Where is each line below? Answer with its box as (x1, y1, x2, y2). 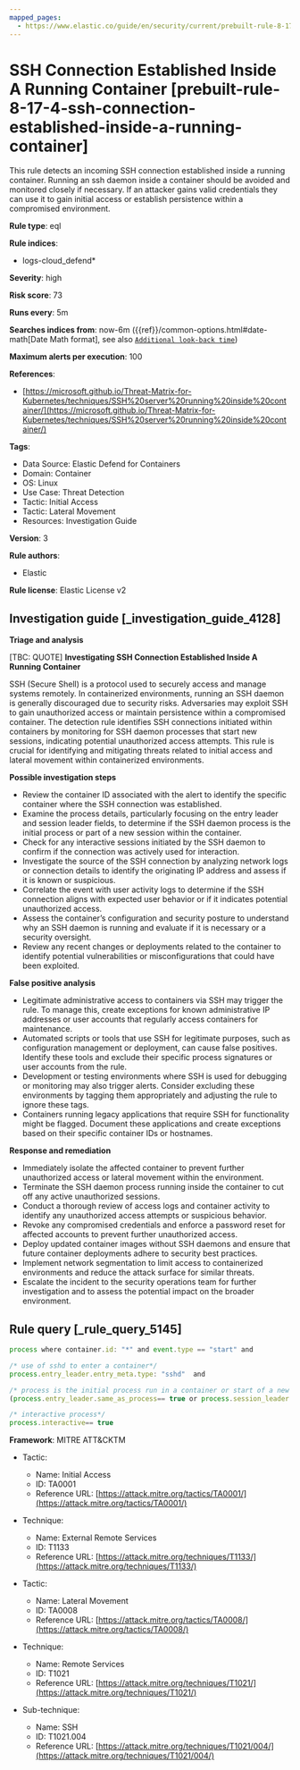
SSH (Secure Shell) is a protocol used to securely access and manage (9, 678, 267, 689)
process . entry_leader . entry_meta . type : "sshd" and (9, 1370, 205, 1378)
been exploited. (21, 960, 80, 971)
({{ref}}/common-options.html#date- (131, 324, 268, 335)
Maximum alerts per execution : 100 (9, 351, 143, 362)
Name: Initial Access (35, 1470, 112, 1480)
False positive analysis (9, 978, 96, 989)
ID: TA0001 (35, 1479, 77, 1489)
